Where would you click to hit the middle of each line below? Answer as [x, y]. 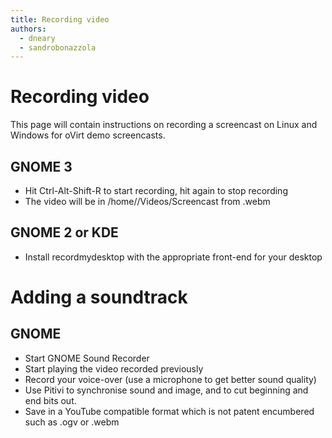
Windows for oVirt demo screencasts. [88, 135]
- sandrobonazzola [58, 47]
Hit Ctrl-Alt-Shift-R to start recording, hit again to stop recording [156, 190]
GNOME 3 [41, 166]
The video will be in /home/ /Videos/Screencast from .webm [147, 201]
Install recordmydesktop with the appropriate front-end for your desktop [173, 257]
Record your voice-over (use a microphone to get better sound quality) [170, 379]
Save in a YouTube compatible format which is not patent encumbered [169, 411]
